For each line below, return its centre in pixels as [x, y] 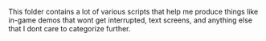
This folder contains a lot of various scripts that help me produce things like [133, 12]
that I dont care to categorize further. [70, 29]
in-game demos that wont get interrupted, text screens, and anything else [131, 20]
